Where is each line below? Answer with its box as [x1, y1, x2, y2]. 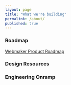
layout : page [5, 7, 32, 12]
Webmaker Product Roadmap [5, 48, 65, 54]
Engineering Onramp [5, 74, 56, 81]
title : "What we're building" [5, 12, 67, 17]
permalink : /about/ [5, 16, 45, 21]
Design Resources [5, 60, 50, 67]
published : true [5, 21, 38, 26]
